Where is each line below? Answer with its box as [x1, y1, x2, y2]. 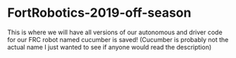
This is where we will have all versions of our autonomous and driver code [7, 28, 223, 36]
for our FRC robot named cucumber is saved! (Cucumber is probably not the [7, 35, 229, 43]
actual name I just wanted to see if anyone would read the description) [7, 43, 212, 51]
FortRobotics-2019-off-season [7, 5, 192, 21]
